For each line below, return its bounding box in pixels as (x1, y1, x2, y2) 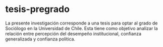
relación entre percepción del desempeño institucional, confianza (5, 30, 142, 36)
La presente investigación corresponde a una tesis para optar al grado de (5, 20, 158, 26)
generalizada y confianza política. (5, 36, 76, 42)
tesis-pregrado (5, 3, 70, 15)
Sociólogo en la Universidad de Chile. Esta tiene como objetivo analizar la (5, 25, 158, 31)
